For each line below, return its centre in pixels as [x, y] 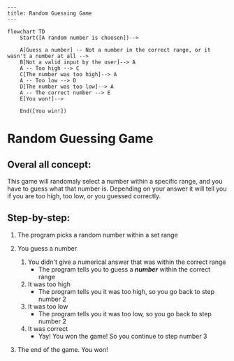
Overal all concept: [49, 164]
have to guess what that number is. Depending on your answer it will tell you [117, 189]
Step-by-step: [39, 218]
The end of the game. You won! [63, 349]
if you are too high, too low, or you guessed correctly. [84, 196]
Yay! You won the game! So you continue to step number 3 [123, 336]
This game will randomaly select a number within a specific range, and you [115, 181]
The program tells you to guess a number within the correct [124, 269]
